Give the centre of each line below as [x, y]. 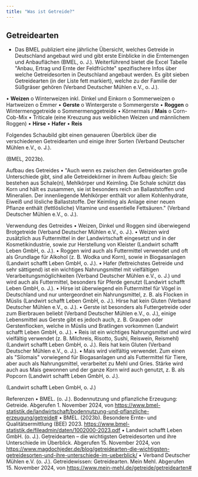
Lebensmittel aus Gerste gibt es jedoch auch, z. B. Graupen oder [85, 320]
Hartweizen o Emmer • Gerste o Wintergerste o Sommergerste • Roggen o [97, 105]
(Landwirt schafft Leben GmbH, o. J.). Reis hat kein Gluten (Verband [89, 345]
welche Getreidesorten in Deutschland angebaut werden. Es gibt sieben [102, 75]
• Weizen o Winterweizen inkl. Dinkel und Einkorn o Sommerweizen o [90, 98]
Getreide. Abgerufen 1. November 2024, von [60, 405]
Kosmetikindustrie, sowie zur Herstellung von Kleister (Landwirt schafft [92, 245]
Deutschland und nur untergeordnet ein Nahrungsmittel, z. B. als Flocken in [97, 295]
